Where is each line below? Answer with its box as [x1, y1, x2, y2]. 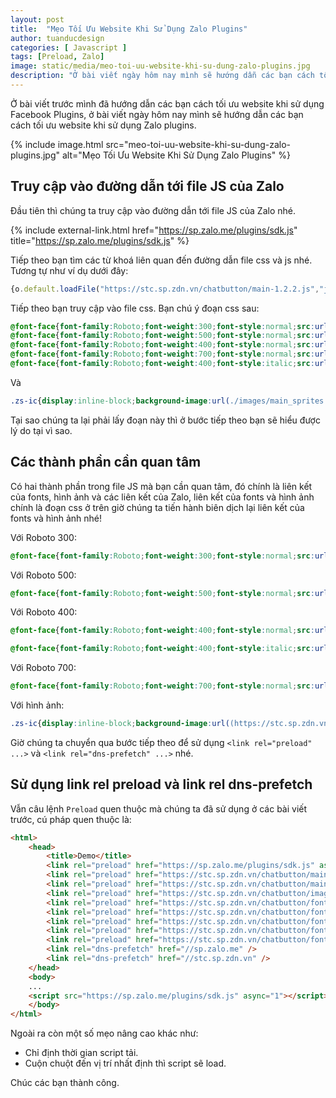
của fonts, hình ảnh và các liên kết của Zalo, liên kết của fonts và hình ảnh [10, 491, 315, 503]
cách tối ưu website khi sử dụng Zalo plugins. [10, 119, 197, 131]
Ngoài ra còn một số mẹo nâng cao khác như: [10, 1027, 199, 1040]
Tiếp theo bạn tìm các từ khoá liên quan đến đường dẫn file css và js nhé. [10, 254, 313, 266]
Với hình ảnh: [10, 699, 65, 711]
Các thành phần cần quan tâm [10, 454, 202, 471]
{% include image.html [10, 138, 104, 150]
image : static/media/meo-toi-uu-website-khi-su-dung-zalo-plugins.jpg [10, 61, 311, 71]
